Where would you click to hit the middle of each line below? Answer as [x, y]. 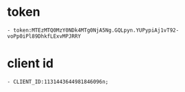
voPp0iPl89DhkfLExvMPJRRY [44, 36]
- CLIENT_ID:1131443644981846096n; [58, 82]
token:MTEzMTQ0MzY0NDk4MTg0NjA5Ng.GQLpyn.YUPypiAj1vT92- [96, 30]
